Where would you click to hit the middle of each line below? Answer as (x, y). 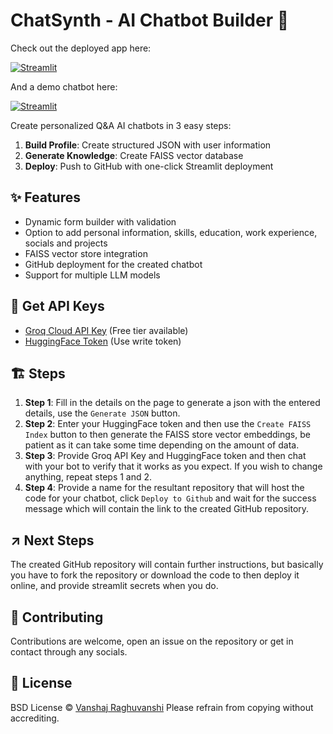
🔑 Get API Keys (57, 306)
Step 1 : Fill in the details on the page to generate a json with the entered (172, 403)
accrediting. (35, 718)
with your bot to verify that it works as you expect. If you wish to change (173, 466)
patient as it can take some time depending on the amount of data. (162, 445)
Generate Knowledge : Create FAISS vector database (134, 155)
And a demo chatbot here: (64, 86)
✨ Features (45, 197)
